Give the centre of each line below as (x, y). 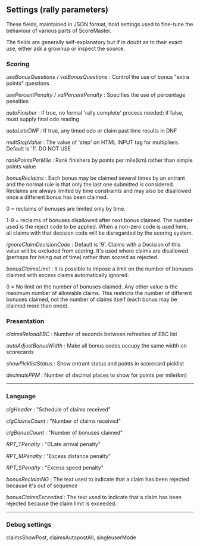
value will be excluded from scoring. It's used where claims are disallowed (97, 251)
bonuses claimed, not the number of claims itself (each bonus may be (92, 299)
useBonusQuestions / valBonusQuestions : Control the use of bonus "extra (98, 77)
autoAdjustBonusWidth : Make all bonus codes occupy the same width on (97, 346)
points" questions (28, 84)
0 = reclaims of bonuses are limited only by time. (66, 209)
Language (21, 397)
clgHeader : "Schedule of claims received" (59, 409)
